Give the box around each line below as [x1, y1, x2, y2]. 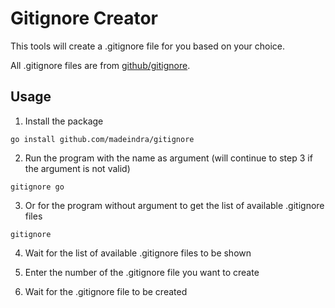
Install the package [24, 115, 104, 127]
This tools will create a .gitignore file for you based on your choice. [10, 40, 286, 52]
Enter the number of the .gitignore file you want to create [24, 266, 260, 278]
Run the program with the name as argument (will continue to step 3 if [24, 152, 313, 164]
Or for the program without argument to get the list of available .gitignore [24, 199, 325, 211]
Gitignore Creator [10, 7, 158, 30]
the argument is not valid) [24, 162, 131, 174]
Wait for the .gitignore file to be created [24, 285, 188, 297]
